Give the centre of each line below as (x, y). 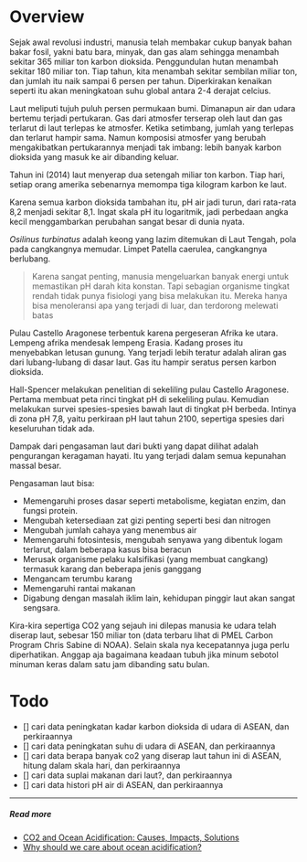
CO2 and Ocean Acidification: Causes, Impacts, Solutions (131, 837)
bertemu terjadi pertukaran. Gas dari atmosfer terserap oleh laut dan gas (146, 118)
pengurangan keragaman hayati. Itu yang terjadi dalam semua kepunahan (148, 455)
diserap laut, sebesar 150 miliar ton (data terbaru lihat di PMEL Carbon (142, 635)
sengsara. (42, 607)
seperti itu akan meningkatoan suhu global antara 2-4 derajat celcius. (140, 90)
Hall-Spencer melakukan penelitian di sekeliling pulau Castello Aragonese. (149, 389)
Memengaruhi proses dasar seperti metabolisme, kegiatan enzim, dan (154, 501)
